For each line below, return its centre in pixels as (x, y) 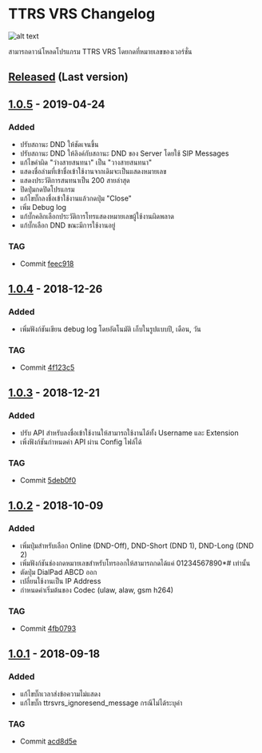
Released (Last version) (69, 77)
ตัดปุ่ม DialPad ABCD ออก (58, 572)
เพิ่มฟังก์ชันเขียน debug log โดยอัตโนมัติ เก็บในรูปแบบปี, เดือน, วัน (110, 329)
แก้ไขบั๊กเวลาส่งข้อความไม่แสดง (60, 694)
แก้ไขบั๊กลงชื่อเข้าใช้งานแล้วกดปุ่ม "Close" (75, 198)
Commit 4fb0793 (48, 628)
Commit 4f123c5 (47, 367)
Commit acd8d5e (48, 741)
